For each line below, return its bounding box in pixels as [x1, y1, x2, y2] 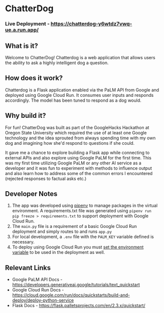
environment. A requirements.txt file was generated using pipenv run [12, 208, 152, 214]
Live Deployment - [5, 21, 50, 27]
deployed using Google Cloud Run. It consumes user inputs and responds [5, 92, 154, 98]
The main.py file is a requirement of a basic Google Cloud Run [12, 224, 137, 229]
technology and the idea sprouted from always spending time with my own [5, 135, 156, 141]
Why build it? [5, 112, 47, 120]
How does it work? [5, 74, 63, 82]
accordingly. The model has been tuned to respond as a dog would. [5, 97, 141, 103]
